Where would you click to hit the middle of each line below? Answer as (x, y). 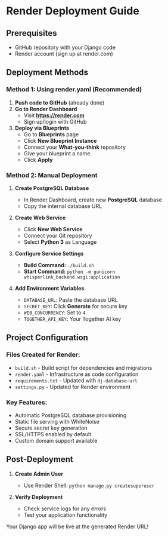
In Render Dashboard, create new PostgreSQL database (93, 200)
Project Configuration (47, 338)
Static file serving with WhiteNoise (57, 421)
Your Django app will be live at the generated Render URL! (77, 526)
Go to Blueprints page (51, 134)
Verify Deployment (39, 497)
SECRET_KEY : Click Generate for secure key (76, 306)
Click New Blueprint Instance (60, 140)
